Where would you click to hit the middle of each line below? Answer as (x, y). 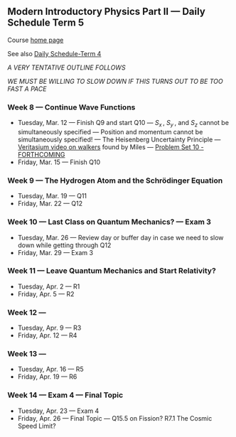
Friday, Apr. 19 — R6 (47, 377)
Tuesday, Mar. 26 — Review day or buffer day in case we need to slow (120, 237)
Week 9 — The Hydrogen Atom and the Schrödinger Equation (115, 180)
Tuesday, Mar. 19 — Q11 (52, 196)
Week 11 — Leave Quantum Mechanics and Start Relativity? (112, 271)
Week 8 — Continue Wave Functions (71, 107)
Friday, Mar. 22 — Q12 (50, 204)
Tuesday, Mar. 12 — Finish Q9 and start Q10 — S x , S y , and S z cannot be (123, 124)
